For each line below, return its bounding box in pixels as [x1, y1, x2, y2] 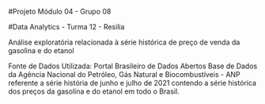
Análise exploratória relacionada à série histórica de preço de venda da [8, 37, 240, 47]
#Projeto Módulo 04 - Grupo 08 [8, 7, 112, 16]
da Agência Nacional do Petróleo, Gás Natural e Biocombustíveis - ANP [8, 70, 241, 79]
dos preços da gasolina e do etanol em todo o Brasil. [8, 87, 180, 96]
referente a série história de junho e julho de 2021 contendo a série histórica [8, 79, 257, 87]
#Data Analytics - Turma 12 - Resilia [8, 22, 125, 31]
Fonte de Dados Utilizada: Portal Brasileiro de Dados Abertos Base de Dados [8, 61, 258, 71]
